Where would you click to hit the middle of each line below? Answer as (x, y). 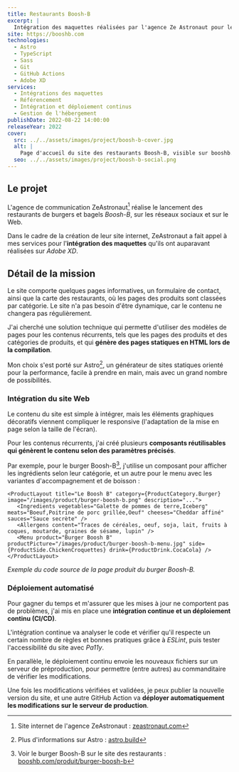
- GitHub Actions (39, 73)
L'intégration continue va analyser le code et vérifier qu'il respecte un (109, 632)
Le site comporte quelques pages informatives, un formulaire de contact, (114, 291)
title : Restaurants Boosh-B (49, 14)
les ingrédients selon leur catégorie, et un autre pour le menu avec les (110, 473)
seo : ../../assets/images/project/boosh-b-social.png (95, 160)
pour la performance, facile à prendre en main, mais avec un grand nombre (117, 372)
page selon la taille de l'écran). (52, 429)
